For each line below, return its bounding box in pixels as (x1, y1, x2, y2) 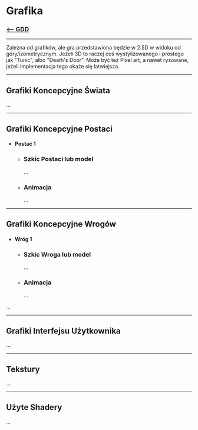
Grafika (6, 4, 43, 18)
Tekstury (6, 364, 40, 374)
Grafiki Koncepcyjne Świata (6, 86, 110, 96)
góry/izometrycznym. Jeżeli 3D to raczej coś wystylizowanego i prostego (6, 50, 184, 57)
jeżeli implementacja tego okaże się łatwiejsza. (6, 63, 120, 70)
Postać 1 (14, 140, 37, 147)
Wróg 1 (14, 235, 32, 242)
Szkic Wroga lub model (23, 250, 91, 258)
